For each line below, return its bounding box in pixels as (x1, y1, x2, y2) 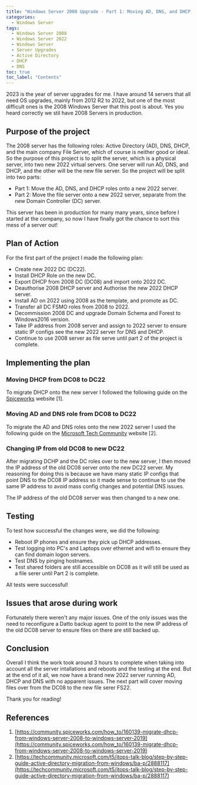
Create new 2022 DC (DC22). (14, 265, 86, 272)
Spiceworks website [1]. (6, 395, 64, 402)
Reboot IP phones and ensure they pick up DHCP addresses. (14, 538, 162, 546)
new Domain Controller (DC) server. (14, 197, 102, 204)
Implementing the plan (6, 358, 91, 368)
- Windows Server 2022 (11, 36, 67, 42)
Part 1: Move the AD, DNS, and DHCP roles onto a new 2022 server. (14, 185, 178, 192)
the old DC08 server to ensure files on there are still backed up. (6, 626, 160, 633)
